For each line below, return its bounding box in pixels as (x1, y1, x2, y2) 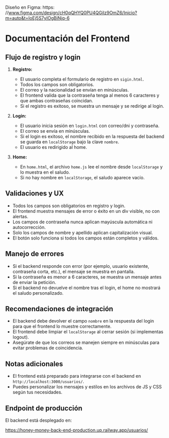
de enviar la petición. (12, 279, 57, 285)
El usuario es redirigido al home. (20, 144, 87, 150)
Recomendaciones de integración (5, 305, 114, 313)
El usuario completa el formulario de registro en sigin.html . (20, 76, 144, 82)
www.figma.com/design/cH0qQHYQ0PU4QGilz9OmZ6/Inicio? (8, 10, 137, 16)
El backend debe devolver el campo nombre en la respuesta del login (12, 318, 154, 324)
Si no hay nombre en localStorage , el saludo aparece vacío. (20, 175, 145, 180)
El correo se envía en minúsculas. (20, 128, 90, 134)
